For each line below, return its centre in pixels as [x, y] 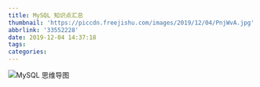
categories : [27, 52]
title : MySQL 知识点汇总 [46, 15]
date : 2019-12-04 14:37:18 [52, 37]
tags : [17, 45]
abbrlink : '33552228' [44, 30]
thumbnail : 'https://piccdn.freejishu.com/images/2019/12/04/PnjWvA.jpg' [132, 23]
